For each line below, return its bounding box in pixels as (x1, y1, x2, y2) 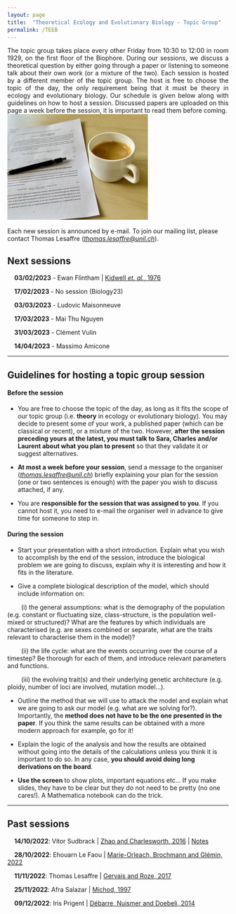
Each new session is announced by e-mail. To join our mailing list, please (7, 227, 218, 235)
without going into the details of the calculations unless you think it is (17, 747, 218, 755)
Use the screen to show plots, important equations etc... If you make (17, 776, 216, 784)
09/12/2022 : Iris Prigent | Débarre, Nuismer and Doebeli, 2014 (13, 898, 195, 907)
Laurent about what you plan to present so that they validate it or (17, 441, 209, 450)
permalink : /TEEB (7, 26, 58, 33)
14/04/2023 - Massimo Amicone (13, 342, 110, 350)
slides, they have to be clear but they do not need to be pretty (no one (17, 783, 221, 792)
